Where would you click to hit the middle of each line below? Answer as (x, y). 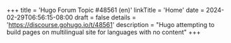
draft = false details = (105, 17)
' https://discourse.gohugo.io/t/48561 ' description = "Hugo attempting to (111, 25)
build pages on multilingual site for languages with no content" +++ (104, 32)
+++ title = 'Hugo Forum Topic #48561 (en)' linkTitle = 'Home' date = (105, 10)
